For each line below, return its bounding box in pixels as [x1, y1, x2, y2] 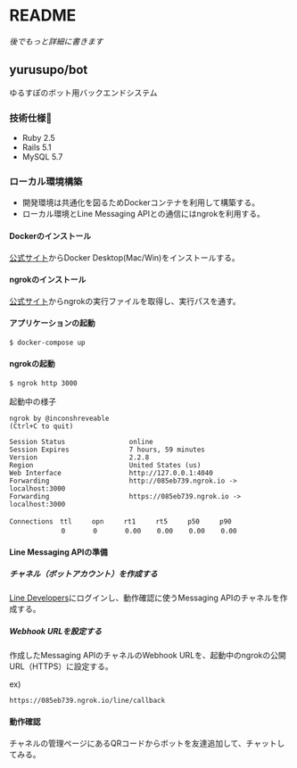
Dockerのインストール [9, 230, 92, 241]
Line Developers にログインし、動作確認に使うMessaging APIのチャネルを [9, 592, 281, 603]
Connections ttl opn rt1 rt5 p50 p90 [9, 516, 232, 526]
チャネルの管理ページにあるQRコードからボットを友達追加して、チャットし [9, 738, 285, 748]
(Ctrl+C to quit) [9, 421, 74, 431]
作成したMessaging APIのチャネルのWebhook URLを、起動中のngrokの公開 [9, 650, 287, 661]
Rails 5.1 [21, 142, 52, 153]
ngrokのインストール [9, 274, 87, 285]
